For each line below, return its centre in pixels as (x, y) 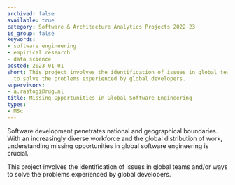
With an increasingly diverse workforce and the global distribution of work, (115, 138)
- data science (29, 59)
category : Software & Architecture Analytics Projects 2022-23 (101, 27)
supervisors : (26, 85)
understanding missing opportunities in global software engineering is (108, 146)
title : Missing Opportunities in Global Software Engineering (100, 98)
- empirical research (39, 53)
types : (17, 105)
